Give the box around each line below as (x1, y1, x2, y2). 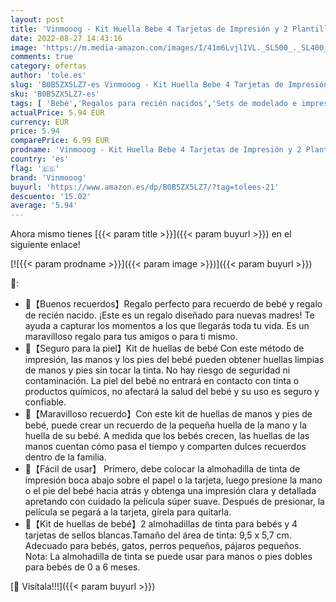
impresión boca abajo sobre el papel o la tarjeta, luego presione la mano (24, 474, 323, 486)
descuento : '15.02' (10, 191, 92, 201)
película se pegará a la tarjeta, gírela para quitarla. (24, 506, 232, 518)
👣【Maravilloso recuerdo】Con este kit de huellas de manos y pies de (24, 408, 313, 420)
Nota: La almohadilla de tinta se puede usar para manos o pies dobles (24, 551, 313, 563)
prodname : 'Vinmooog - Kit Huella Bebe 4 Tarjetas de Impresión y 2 (10, 145, 302, 155)
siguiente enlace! (10, 239, 81, 251)
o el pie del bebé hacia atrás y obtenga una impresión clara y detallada (24, 485, 317, 497)
